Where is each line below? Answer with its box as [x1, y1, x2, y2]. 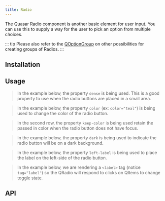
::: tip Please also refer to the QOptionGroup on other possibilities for [5, 40, 144, 47]
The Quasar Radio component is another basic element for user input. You [5, 21, 156, 27]
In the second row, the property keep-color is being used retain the [17, 120, 154, 126]
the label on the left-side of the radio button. [17, 155, 107, 161]
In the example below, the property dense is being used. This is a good [17, 90, 160, 96]
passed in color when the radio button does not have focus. [17, 125, 138, 131]
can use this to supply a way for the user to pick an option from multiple [5, 26, 151, 32]
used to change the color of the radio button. [17, 110, 108, 116]
